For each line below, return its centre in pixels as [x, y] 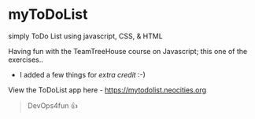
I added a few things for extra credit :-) [82, 74]
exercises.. [26, 59]
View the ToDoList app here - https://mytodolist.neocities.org [107, 90]
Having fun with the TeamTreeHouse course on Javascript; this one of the [128, 51]
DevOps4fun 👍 [53, 105]
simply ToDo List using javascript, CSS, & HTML [85, 36]
